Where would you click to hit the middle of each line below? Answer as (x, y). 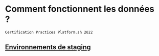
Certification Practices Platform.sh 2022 (49, 32)
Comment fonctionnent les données (80, 9)
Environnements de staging (48, 47)
